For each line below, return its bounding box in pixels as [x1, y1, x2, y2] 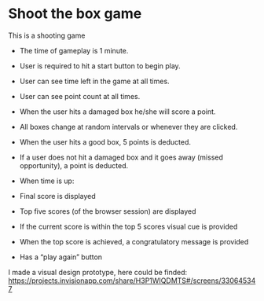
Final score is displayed [19, 191, 96, 200]
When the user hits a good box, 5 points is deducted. [19, 137, 191, 146]
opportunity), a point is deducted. [19, 160, 128, 170]
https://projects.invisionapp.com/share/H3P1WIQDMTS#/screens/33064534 [8, 276, 256, 285]
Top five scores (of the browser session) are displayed [19, 206, 196, 216]
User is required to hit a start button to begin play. [19, 61, 181, 71]
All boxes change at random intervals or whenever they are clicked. [19, 122, 238, 131]
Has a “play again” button [19, 252, 103, 262]
